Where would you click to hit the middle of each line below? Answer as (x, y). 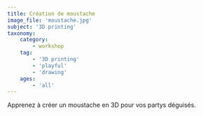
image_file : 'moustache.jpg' (50, 20)
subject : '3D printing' (42, 27)
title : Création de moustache (51, 14)
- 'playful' (50, 66)
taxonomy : (22, 33)
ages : (28, 79)
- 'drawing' (50, 72)
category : (34, 40)
